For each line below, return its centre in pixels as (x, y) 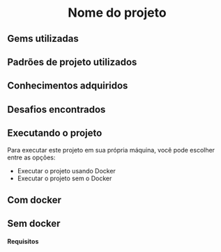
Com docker (34, 200)
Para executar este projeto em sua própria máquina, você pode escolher (111, 150)
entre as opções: (31, 157)
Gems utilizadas (43, 39)
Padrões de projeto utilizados (72, 62)
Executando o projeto (55, 133)
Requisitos (23, 241)
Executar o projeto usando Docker (67, 171)
